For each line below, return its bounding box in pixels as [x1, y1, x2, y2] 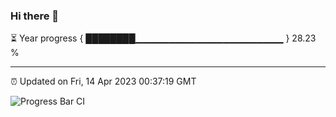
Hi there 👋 [10, 9, 60, 23]
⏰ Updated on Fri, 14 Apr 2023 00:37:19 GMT [10, 75, 197, 88]
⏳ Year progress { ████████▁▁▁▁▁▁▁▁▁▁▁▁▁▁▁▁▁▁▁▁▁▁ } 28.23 [10, 32, 317, 44]
